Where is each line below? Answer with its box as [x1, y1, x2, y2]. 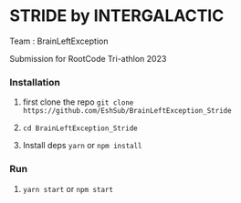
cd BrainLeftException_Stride [22, 124, 139, 133]
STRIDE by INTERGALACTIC [9, 5, 225, 26]
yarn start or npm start [22, 183, 114, 194]
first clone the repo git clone [22, 96, 134, 107]
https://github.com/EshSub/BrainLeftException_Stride [22, 107, 232, 116]
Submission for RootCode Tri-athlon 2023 [9, 53, 167, 64]
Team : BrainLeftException [9, 36, 109, 46]
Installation [9, 76, 61, 88]
